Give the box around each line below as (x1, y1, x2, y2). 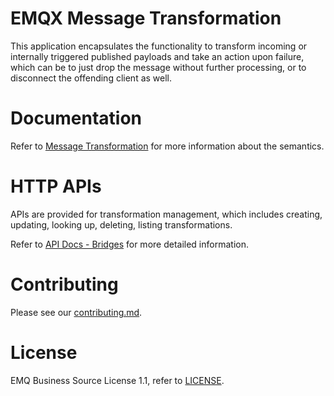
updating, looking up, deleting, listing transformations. (10, 218, 233, 231)
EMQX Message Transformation (10, 7, 282, 30)
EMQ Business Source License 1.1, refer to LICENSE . (10, 374, 225, 386)
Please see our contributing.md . (10, 306, 143, 318)
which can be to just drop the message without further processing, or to (10, 61, 307, 73)
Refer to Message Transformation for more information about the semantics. (10, 140, 325, 152)
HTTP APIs (10, 175, 102, 198)
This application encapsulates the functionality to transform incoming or (10, 40, 308, 52)
